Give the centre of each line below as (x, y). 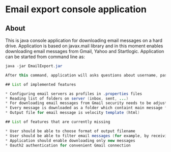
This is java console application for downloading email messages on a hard (84, 40)
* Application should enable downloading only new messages (70, 141)
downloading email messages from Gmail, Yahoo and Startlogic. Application (85, 51)
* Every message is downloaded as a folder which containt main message (84, 108)
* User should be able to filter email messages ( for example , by (77, 136)
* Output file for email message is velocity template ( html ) (73, 113)
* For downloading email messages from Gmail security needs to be (78, 103)
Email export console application (76, 9)
